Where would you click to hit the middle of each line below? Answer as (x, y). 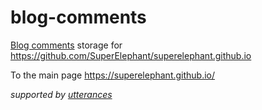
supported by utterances (61, 94)
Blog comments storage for (66, 45)
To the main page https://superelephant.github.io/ (113, 75)
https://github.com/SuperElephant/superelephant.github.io (131, 55)
